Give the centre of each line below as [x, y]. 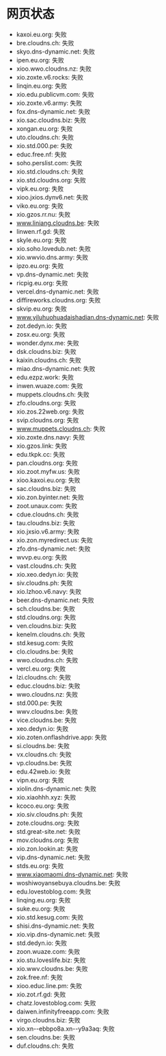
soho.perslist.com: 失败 [49, 163]
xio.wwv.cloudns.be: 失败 [52, 968]
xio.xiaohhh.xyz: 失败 [46, 797]
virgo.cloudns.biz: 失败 [49, 1020]
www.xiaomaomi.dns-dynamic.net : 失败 [72, 874]
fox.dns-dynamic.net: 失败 [53, 111]
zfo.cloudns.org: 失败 [46, 403]
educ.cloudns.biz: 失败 [48, 686]
